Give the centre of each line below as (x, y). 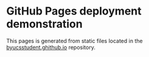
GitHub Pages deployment (74, 11)
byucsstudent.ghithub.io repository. (51, 47)
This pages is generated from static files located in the (74, 41)
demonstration (45, 24)
